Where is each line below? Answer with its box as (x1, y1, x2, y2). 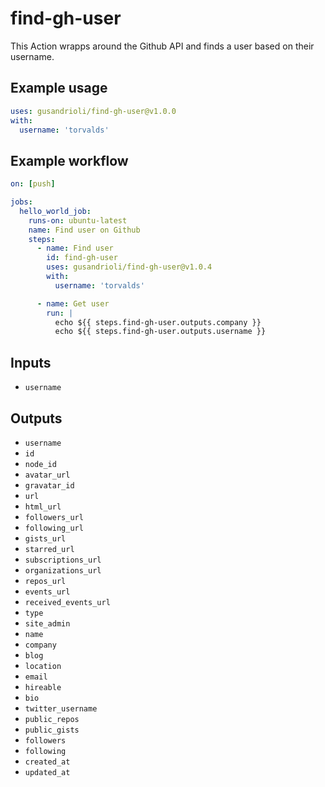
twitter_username (24, 703, 98, 714)
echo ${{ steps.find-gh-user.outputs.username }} (54, 327, 267, 337)
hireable (24, 682, 62, 692)
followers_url (24, 512, 84, 522)
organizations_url (24, 565, 102, 576)
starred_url (24, 544, 75, 554)
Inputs (10, 354, 52, 371)
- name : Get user (36, 298, 110, 309)
